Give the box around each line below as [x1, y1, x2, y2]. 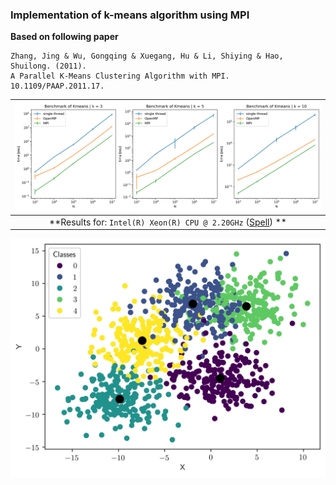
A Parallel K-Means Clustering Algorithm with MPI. [10, 71, 230, 82]
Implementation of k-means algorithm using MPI [10, 8, 250, 22]
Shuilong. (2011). [10, 61, 87, 72]
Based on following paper [10, 31, 119, 43]
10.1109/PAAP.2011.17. [10, 81, 105, 92]
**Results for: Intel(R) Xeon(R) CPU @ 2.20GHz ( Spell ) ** [49, 216, 287, 228]
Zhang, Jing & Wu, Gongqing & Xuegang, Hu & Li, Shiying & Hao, [10, 51, 284, 62]
